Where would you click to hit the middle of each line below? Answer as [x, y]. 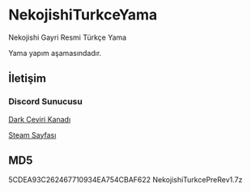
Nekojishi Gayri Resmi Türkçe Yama [68, 37]
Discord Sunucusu [45, 101]
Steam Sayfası [32, 134]
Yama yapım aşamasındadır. [55, 53]
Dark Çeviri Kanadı [40, 119]
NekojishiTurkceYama [83, 15]
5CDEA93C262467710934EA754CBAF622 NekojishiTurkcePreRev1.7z [125, 180]
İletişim [28, 79]
